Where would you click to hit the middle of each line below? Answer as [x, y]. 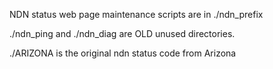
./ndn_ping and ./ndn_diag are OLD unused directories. [122, 33]
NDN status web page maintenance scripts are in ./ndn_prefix [136, 14]
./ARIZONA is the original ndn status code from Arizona [123, 53]
